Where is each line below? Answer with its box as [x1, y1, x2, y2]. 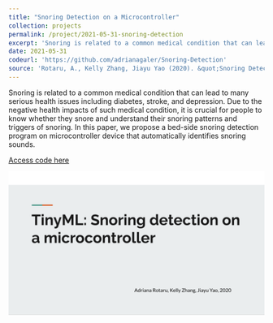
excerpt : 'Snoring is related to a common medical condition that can [8, 39, 253, 47]
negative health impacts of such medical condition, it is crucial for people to [8, 105, 262, 114]
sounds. [8, 139, 36, 149]
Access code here [8, 155, 70, 165]
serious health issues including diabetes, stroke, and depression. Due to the [8, 96, 262, 106]
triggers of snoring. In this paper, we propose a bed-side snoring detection [8, 122, 259, 131]
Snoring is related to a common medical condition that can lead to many [8, 88, 249, 97]
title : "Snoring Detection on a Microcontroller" [8, 13, 180, 21]
